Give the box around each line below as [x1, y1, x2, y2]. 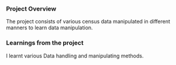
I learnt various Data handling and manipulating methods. [6, 52, 144, 59]
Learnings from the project [6, 39, 84, 47]
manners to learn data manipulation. [6, 24, 93, 31]
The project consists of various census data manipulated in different [6, 18, 171, 25]
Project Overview [6, 5, 57, 13]
